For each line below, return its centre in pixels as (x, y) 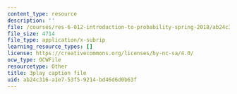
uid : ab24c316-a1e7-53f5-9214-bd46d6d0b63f (72, 80)
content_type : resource (42, 14)
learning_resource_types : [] (50, 47)
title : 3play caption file (47, 73)
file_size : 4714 (31, 34)
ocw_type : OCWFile (34, 60)
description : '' (31, 20)
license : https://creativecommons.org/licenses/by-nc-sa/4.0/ (101, 54)
